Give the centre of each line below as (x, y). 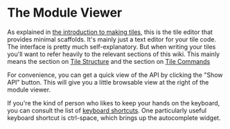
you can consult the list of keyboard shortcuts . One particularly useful (107, 110)
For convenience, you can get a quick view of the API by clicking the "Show (115, 75)
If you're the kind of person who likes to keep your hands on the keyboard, (114, 103)
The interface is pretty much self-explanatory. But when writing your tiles (112, 46)
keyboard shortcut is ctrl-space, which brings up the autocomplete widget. (114, 118)
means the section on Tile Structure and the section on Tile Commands (109, 61)
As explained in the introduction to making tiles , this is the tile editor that (110, 32)
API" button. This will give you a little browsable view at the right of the (108, 82)
